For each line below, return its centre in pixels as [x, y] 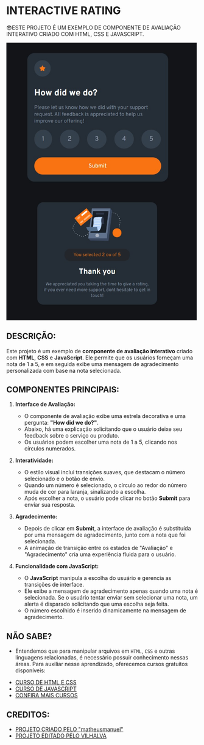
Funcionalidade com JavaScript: [57, 567]
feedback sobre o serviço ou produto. [72, 436]
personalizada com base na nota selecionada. [64, 370]
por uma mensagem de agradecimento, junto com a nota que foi [105, 535]
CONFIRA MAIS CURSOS [46, 695]
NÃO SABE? [29, 636]
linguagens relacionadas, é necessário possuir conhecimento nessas [102, 658]
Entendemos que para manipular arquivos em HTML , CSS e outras [95, 651]
